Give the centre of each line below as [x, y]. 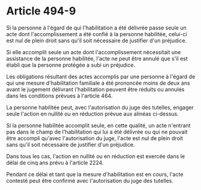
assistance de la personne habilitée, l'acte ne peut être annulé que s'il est [97, 58]
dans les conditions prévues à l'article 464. [59, 96]
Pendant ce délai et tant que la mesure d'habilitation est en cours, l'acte [95, 174]
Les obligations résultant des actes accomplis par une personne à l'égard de [101, 76]
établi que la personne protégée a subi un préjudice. [71, 65]
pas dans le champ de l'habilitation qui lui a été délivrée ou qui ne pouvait [97, 132]
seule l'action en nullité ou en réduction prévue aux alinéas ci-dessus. [92, 114]
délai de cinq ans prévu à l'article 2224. [55, 162]
